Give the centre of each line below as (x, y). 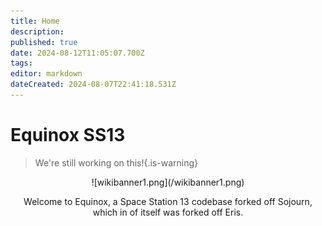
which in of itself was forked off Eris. (168, 212)
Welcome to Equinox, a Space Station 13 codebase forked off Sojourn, (168, 201)
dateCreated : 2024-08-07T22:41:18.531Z (93, 85)
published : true (44, 42)
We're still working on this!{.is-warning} (116, 162)
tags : (21, 63)
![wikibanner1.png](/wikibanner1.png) (168, 182)
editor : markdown (46, 74)
